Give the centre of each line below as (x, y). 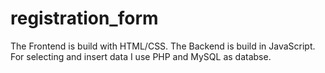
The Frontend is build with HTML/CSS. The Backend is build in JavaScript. (163, 46)
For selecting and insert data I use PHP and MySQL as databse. (141, 56)
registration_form (84, 18)
